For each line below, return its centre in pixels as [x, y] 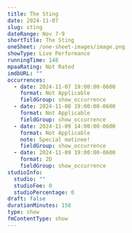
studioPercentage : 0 [44, 193]
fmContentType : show [38, 219]
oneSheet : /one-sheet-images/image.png [66, 47]
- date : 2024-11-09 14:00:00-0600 [65, 126]
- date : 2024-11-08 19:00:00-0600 [65, 107]
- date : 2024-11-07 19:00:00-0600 [65, 87]
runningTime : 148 [33, 60]
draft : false [27, 199]
